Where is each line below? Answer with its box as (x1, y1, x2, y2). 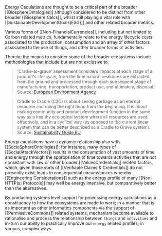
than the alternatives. (5, 185, 48, 191)
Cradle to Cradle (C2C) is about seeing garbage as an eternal (17, 99, 140, 104)
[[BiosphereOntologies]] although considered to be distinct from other (5, 9, 145, 15)
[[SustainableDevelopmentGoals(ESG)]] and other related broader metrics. (5, 19, 155, 25)
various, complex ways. (5, 226, 53, 231)
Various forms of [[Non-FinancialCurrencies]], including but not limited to (5, 29, 152, 34)
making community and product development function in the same (17, 109, 151, 115)
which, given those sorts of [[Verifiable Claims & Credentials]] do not (5, 165, 143, 170)
